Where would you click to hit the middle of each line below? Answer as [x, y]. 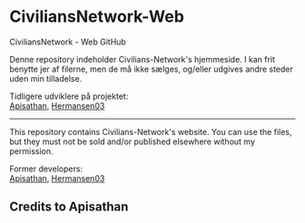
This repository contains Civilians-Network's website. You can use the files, [151, 131]
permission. [31, 150]
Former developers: [46, 169]
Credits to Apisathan [69, 207]
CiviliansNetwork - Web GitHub [68, 42]
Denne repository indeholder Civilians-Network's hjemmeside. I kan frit [142, 59]
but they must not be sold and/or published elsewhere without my [133, 141]
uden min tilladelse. [46, 78]
